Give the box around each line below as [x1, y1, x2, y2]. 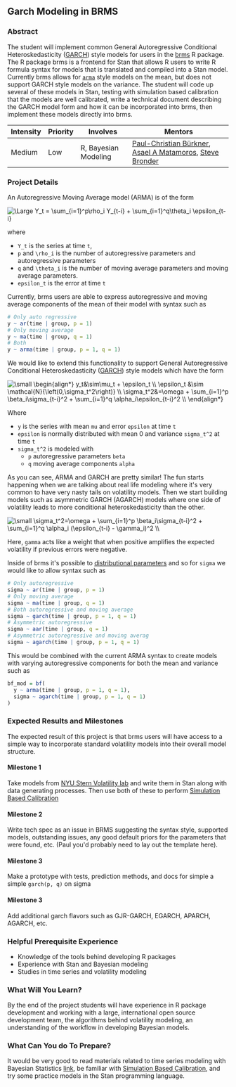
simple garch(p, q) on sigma [7, 880, 91, 888]
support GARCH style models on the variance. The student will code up [7, 80, 214, 89]
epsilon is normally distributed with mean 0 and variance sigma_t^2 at [17, 430, 220, 438]
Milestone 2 [7, 810, 43, 818]
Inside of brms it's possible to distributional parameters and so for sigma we [7, 559, 226, 567]
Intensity [11, 127, 41, 136]
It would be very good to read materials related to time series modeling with [7, 1057, 226, 1065]
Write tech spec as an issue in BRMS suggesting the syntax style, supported [7, 825, 228, 834]
